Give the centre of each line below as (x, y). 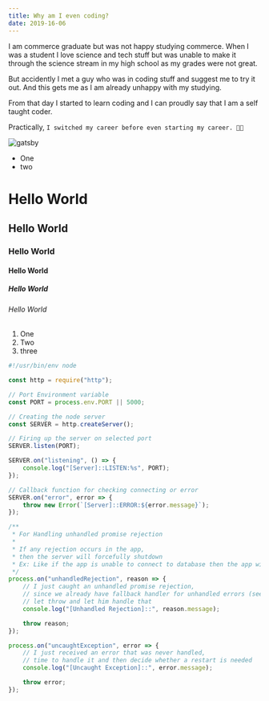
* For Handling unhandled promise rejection (87, 535)
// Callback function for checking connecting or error (103, 490)
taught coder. (30, 111)
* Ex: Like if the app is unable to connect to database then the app (132, 564)
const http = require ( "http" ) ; (60, 381)
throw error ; (44, 683)
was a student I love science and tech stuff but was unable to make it (122, 55)
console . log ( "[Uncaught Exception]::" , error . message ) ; (118, 668)
